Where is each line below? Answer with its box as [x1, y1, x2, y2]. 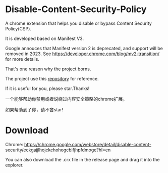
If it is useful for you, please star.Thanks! [5, 85, 90, 92]
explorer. [5, 162, 24, 168]
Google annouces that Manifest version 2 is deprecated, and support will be [5, 45, 163, 51]
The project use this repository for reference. [5, 75, 99, 81]
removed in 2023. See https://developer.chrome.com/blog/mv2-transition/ [5, 51, 160, 57]
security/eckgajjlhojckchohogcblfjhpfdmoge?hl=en [5, 147, 111, 153]
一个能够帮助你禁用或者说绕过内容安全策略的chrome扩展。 [5, 96, 128, 102]
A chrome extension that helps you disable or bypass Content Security [5, 20, 152, 26]
